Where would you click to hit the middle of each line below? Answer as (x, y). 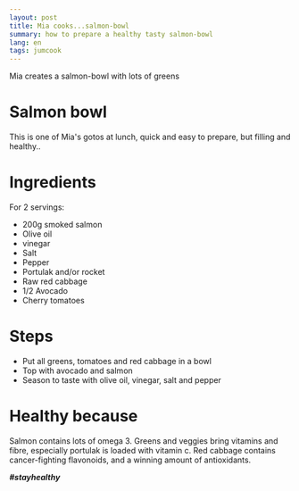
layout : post (33, 17)
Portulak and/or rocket (63, 272)
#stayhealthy (35, 477)
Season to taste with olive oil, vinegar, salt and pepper (121, 379)
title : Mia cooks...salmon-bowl (69, 26)
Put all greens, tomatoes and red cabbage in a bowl (117, 361)
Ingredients (53, 183)
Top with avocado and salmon (78, 370)
